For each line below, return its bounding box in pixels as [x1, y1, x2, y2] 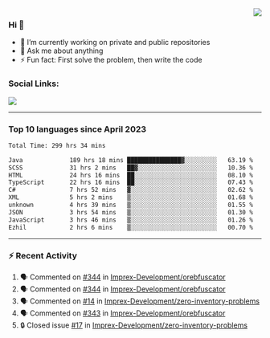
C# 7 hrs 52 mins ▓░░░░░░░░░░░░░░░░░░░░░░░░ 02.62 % [8, 186, 253, 194]
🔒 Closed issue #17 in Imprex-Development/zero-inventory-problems [19, 320, 247, 330]
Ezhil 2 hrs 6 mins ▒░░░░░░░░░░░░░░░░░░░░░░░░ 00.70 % [8, 223, 253, 231]
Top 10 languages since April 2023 [8, 124, 147, 135]
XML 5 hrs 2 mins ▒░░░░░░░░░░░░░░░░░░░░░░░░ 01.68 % [8, 193, 253, 202]
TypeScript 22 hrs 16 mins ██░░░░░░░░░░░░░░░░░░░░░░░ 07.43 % [8, 178, 253, 187]
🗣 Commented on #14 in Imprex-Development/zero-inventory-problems [19, 296, 260, 306]
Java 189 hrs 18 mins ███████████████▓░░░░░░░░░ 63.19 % [8, 156, 253, 164]
